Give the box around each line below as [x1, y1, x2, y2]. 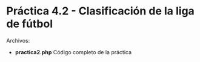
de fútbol [6, 17, 53, 31]
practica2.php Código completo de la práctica [15, 48, 132, 55]
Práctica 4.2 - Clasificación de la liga [6, 4, 195, 18]
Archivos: [6, 37, 30, 44]
